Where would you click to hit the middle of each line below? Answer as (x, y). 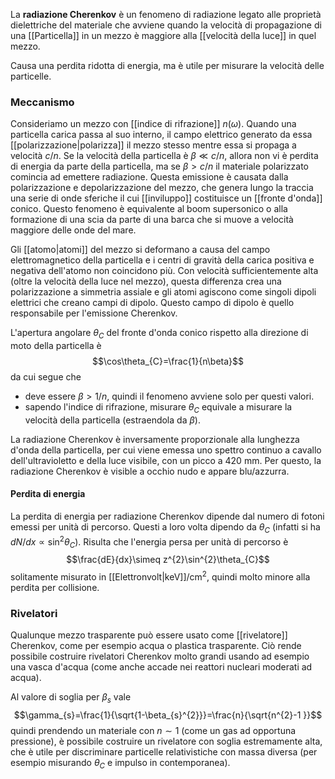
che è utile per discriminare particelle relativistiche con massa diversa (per (164, 752)
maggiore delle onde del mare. (73, 230)
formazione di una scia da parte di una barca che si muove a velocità (152, 220)
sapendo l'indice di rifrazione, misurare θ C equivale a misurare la (158, 408)
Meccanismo (42, 102)
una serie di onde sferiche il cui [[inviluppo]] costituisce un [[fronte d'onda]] (166, 198)
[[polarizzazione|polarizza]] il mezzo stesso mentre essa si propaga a (153, 145)
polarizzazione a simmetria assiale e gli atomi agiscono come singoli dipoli (163, 292)
